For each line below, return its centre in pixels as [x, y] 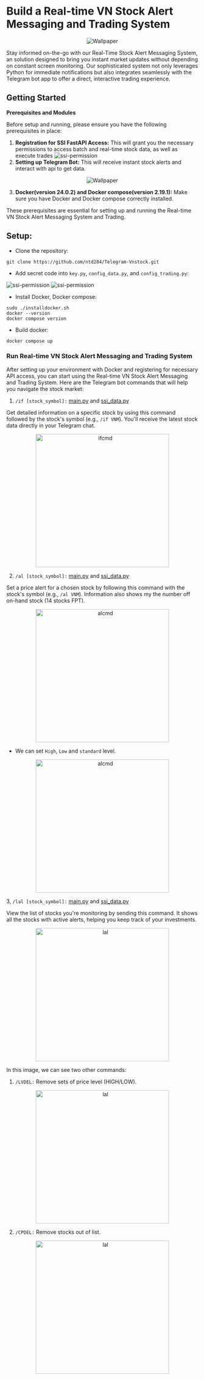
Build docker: [32, 329]
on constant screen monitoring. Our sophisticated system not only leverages [102, 66]
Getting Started [36, 98]
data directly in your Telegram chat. [51, 425]
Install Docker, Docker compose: [56, 297]
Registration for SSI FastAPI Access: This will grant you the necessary [104, 143]
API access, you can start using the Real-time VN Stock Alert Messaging [97, 376]
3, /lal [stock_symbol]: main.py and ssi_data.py [68, 901]
